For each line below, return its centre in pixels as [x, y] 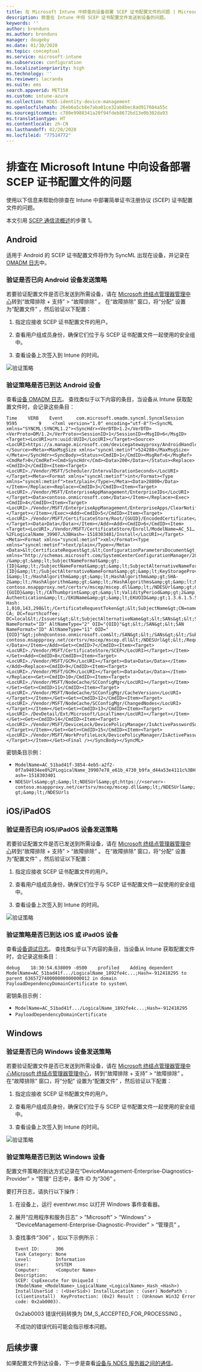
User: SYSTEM [43, 1265]
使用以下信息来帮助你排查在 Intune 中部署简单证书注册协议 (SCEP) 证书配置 [99, 200]
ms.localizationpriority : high [45, 68]
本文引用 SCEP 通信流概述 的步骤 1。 [51, 220]
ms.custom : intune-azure [37, 96]
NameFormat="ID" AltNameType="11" [50, 630]
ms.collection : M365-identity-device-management [68, 101]
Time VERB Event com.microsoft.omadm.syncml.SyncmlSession [95, 418]
